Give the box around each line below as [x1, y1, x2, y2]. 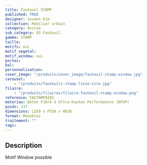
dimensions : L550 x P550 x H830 [5, 109, 72, 114]
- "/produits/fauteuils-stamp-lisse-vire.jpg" [14, 81, 112, 86]
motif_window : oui [5, 53, 43, 59]
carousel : [5, 77, 26, 82]
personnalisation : [5, 68, 43, 73]
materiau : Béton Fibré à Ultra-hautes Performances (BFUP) [5, 100, 130, 105]
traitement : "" [5, 118, 37, 123]
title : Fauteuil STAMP [5, 7, 52, 12]
